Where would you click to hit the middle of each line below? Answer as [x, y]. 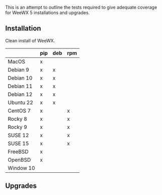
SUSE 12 [18, 135]
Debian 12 [20, 94]
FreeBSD [18, 152]
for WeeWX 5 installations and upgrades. [48, 13]
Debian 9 [18, 70]
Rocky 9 [18, 127]
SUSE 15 [18, 143]
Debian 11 [20, 86]
